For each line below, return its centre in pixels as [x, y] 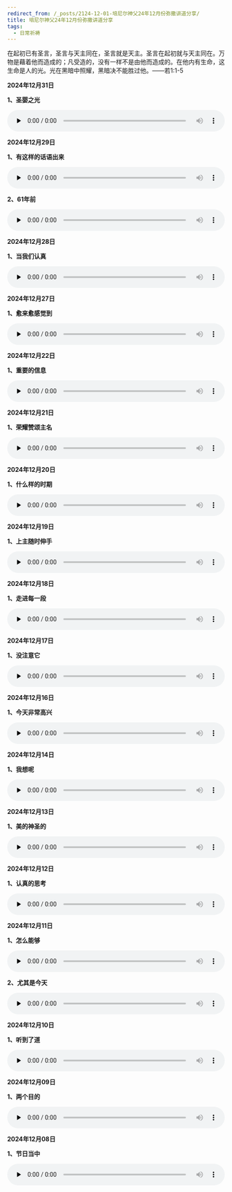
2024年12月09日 [31, 1082]
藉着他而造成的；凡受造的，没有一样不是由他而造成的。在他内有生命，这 [122, 62]
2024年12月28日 [31, 242]
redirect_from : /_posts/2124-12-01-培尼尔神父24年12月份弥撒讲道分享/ [104, 13]
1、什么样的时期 [30, 484]
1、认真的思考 [27, 883]
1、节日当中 [24, 1154]
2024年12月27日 [31, 299]
